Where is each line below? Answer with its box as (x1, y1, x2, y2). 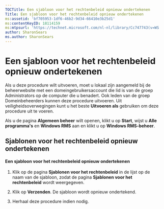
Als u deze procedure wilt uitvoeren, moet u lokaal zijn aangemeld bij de (5, 82, 151, 88)
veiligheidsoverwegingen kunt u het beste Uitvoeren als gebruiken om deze (5, 103, 159, 109)
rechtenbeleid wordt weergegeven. (12, 180, 85, 186)
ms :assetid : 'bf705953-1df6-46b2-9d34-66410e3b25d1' (5, 16, 115, 21)
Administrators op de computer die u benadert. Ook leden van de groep (5, 93, 150, 98)
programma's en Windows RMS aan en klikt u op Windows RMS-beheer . (5, 123, 155, 129)
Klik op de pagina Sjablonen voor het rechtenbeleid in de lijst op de (12, 169, 150, 175)
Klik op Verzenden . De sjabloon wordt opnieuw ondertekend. (12, 189, 137, 195)
